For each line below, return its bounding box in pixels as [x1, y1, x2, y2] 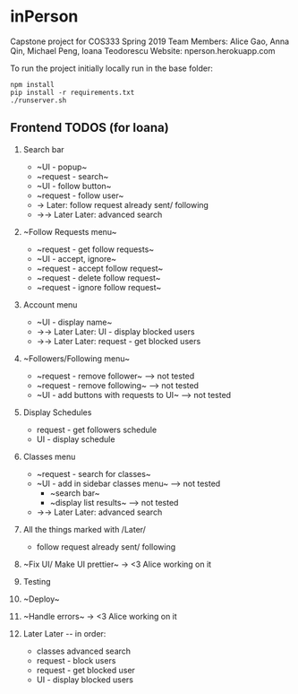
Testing [22, 576, 52, 586]
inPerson [10, 6, 79, 27]
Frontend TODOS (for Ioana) [10, 120, 169, 135]
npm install [10, 80, 55, 89]
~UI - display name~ [36, 317, 113, 327]
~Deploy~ [22, 594, 60, 604]
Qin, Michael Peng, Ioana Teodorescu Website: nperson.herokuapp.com [10, 45, 276, 56]
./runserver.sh [10, 96, 67, 105]
